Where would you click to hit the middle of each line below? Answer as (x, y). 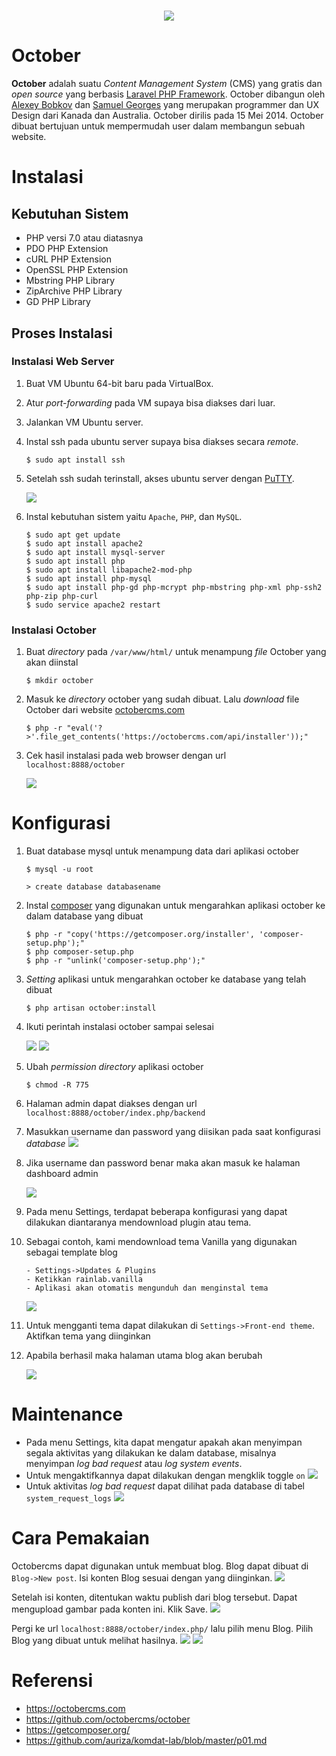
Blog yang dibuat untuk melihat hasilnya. (95, 1640)
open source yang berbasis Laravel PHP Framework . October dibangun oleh (168, 94)
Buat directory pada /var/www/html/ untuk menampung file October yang (176, 652)
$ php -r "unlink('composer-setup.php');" (115, 961)
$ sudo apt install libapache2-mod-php (109, 570)
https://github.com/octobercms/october (108, 1719)
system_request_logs (68, 1498)
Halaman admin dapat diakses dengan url (111, 1104)
